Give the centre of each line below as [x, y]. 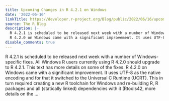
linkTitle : [17, 19]
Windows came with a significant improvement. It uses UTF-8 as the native [83, 72]
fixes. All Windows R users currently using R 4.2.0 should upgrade [91, 62]
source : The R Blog [26, 24]
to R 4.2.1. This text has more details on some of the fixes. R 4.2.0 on [76, 67]
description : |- [22, 28]
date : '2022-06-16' [26, 14]
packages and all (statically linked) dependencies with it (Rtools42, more [80, 88]
